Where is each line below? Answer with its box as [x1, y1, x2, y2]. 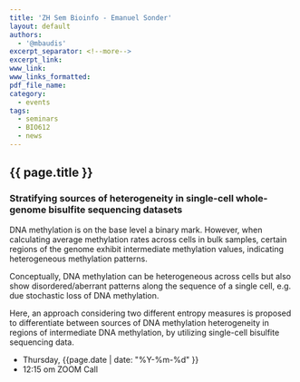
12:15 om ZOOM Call [22, 364, 98, 375]
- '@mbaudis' [17, 38, 67, 48]
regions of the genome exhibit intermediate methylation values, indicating [9, 243, 284, 254]
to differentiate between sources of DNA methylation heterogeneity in [9, 317, 269, 328]
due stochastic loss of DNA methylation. [9, 289, 160, 300]
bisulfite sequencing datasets [48, 203, 183, 216]
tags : [9, 106, 30, 115]
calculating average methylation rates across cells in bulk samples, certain [9, 233, 287, 245]
